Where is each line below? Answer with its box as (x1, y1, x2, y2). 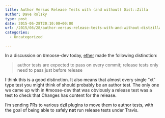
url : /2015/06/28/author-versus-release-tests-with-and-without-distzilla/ (5, 26, 164, 30)
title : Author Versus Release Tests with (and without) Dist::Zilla (5, 7, 148, 12)
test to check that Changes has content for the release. (5, 92, 117, 98)
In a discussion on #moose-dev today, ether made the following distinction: (5, 52, 158, 58)
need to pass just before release (17, 67, 82, 73)
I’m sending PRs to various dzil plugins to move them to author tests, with (5, 102, 154, 108)
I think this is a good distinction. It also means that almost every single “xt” (5, 77, 156, 83)
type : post (5, 16, 27, 21)
